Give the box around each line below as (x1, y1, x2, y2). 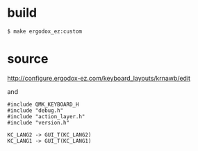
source (7, 51, 49, 67)
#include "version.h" (7, 119, 70, 126)
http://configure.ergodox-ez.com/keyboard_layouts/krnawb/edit (7, 74, 191, 82)
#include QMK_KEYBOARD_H (7, 101, 79, 108)
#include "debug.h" (7, 106, 64, 114)
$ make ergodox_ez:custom (7, 28, 82, 35)
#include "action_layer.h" (7, 113, 85, 120)
